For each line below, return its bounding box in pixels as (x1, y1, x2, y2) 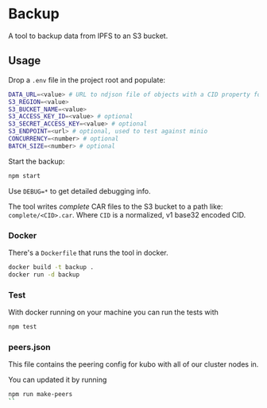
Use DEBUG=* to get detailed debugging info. (8, 186, 151, 195)
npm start (8, 171, 41, 179)
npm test (8, 322, 37, 330)
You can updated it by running (8, 375, 107, 385)
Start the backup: (8, 156, 65, 166)
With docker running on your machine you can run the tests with (8, 307, 219, 317)
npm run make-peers (8, 391, 73, 398)
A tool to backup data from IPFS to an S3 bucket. (8, 31, 168, 40)
